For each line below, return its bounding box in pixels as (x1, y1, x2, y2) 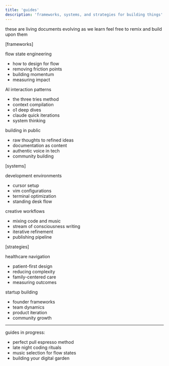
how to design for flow (12, 60, 59, 66)
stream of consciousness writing (12, 223, 80, 229)
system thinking (12, 117, 46, 123)
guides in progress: (5, 329, 45, 335)
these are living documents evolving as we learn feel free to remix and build (5, 26, 162, 32)
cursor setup (12, 182, 39, 188)
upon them (5, 31, 28, 37)
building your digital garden (12, 355, 69, 361)
